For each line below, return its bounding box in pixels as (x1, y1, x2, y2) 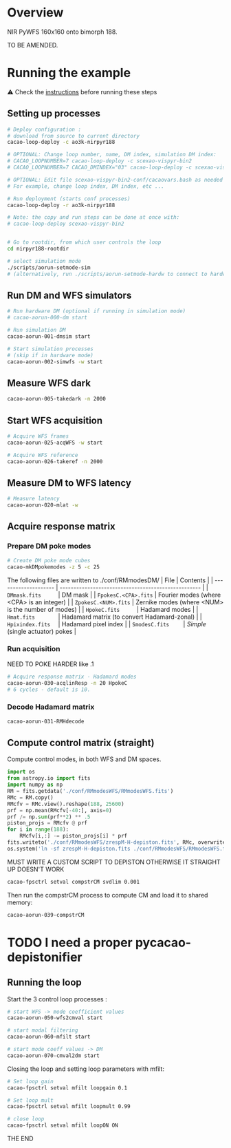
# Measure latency (7, 496, 60, 502)
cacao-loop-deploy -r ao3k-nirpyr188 (7, 202, 115, 209)
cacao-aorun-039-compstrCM (7, 911, 85, 918)
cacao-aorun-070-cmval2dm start (7, 1052, 100, 1059)
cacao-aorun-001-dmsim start (7, 333, 91, 340)
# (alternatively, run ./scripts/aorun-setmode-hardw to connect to (7, 270, 208, 277)
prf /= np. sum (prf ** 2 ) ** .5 (7, 814, 91, 820)
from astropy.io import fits (7, 775, 91, 782)
